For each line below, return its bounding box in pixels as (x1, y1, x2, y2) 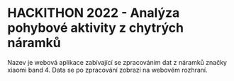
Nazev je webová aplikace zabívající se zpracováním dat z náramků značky (7, 58, 227, 66)
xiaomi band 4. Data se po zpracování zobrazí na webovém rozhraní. (7, 66, 208, 74)
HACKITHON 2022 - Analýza (7, 5, 180, 21)
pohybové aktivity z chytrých (7, 20, 184, 36)
